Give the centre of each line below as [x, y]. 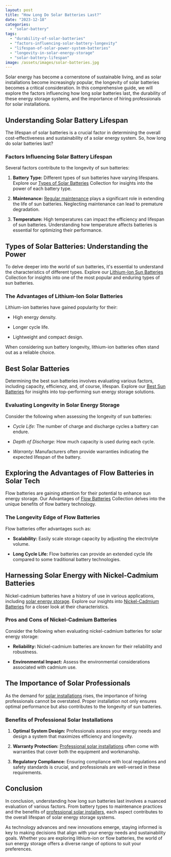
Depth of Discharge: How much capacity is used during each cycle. [84, 441]
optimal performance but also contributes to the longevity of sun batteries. [84, 706]
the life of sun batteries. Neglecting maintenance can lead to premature [88, 204]
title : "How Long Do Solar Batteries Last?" [53, 15]
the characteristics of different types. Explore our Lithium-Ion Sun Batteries [84, 272]
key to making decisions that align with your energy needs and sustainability [86, 832]
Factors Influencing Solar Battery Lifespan [59, 157]
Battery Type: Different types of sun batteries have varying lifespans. [86, 178]
